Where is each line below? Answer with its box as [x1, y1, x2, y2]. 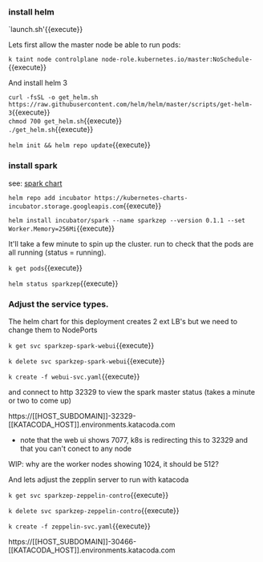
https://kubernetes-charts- [94, 194, 188, 202]
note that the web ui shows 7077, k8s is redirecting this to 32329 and [19, 435, 249, 444]
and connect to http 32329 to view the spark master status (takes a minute [8, 387, 255, 396]
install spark [8, 160, 58, 171]
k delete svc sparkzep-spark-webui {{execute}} [8, 355, 166, 366]
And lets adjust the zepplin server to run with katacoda [8, 475, 189, 484]
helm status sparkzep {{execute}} [8, 279, 119, 288]
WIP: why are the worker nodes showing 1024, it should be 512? [8, 459, 219, 468]
